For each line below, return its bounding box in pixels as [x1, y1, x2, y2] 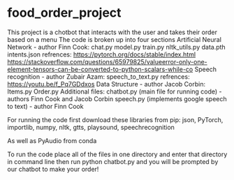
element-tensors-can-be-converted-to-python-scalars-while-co [7, 65, 193, 73]
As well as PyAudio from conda [7, 136, 97, 144]
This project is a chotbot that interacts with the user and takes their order [7, 28, 218, 36]
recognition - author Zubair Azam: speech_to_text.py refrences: [7, 72, 190, 81]
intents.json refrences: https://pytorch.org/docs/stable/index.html [7, 50, 196, 59]
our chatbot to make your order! [7, 165, 99, 173]
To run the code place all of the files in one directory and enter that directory [7, 150, 228, 158]
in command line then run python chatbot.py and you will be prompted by [7, 157, 219, 165]
